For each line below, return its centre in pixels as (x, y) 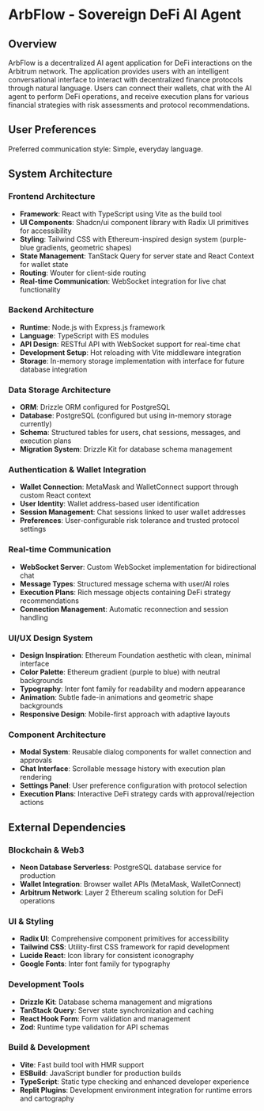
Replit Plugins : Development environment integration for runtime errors (136, 1090)
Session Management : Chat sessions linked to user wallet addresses (133, 512)
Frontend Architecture (52, 197)
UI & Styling (31, 921)
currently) (36, 424)
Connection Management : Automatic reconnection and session (124, 609)
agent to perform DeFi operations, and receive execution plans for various (128, 96)
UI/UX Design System (51, 638)
